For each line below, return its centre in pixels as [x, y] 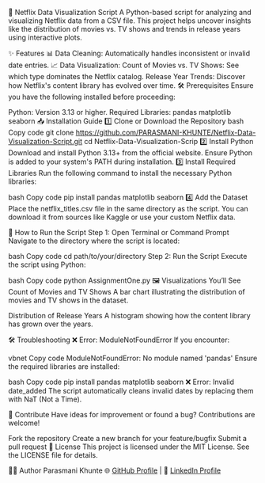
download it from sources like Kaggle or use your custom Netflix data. [122, 217]
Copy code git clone [41, 132]
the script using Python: [47, 264]
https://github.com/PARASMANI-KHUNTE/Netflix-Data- [166, 132]
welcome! [24, 423]
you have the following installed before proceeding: [92, 97]
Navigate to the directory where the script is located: [94, 241]
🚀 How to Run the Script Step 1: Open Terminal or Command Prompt [119, 232]
